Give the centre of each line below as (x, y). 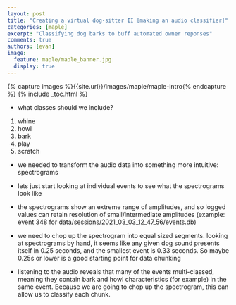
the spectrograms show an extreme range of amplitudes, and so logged (122, 207)
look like (30, 193)
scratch (29, 151)
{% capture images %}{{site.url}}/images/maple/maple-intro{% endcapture (117, 86)
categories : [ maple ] (38, 27)
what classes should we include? (66, 107)
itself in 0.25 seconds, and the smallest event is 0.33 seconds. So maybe (123, 250)
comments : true (30, 40)
